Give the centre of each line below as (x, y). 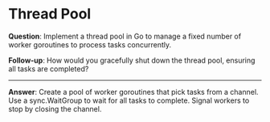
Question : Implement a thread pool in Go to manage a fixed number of (125, 36)
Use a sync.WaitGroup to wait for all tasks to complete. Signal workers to (129, 100)
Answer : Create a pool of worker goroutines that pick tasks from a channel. (133, 91)
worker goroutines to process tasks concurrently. (90, 44)
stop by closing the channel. (55, 108)
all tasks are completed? (49, 68)
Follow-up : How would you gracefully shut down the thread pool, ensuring (132, 60)
